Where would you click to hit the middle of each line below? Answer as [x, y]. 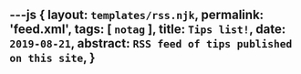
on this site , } [52, 58]
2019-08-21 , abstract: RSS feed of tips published [151, 43]
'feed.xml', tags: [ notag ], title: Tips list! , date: [148, 30]
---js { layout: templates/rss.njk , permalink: [137, 15]
